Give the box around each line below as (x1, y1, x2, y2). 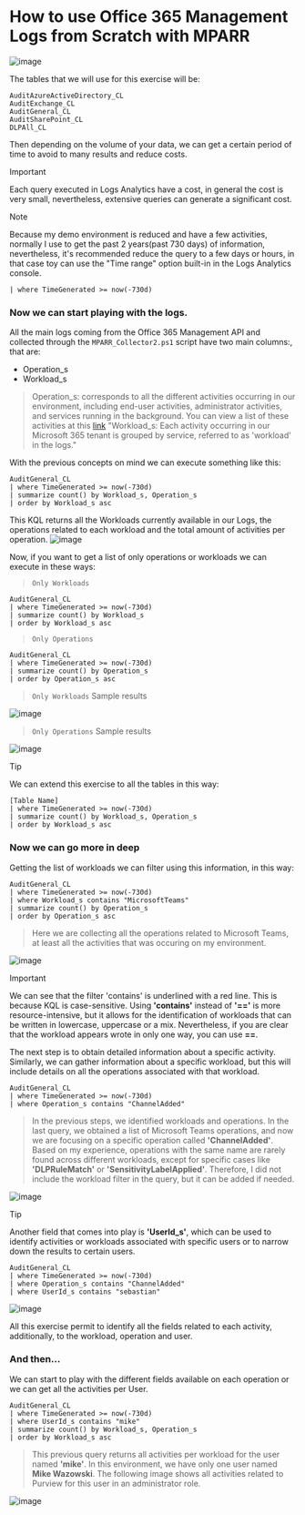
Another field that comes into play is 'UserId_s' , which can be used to (9, 1226, 271, 1237)
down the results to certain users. (9, 1246, 136, 1256)
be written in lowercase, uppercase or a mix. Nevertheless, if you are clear (9, 1019, 289, 1030)
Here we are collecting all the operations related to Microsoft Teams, (31, 927, 290, 939)
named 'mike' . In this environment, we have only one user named (31, 1459, 278, 1469)
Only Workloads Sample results (31, 690, 147, 702)
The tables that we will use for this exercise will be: (9, 73, 200, 84)
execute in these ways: (9, 562, 96, 573)
